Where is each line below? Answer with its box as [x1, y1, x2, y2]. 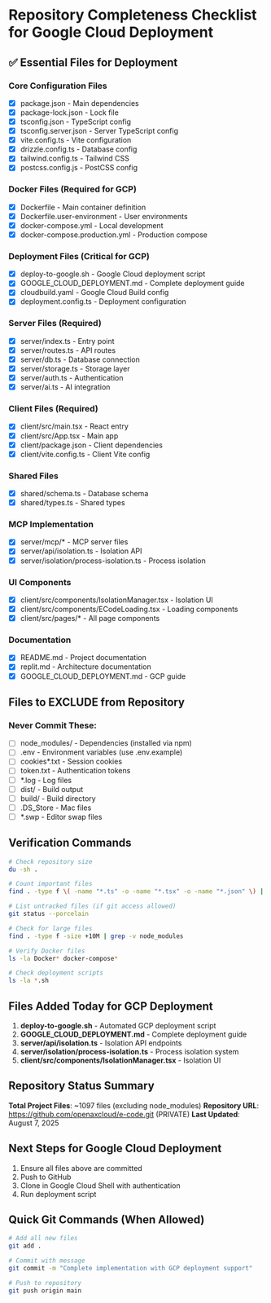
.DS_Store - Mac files [20, 803, 92, 812]
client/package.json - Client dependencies [20, 440, 163, 450]
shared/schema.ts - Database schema [20, 488, 149, 498]
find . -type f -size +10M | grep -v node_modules [8, 931, 184, 940]
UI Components [8, 576, 72, 588]
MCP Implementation [8, 519, 94, 530]
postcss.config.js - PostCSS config [20, 163, 138, 173]
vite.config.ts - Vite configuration [20, 135, 132, 145]
